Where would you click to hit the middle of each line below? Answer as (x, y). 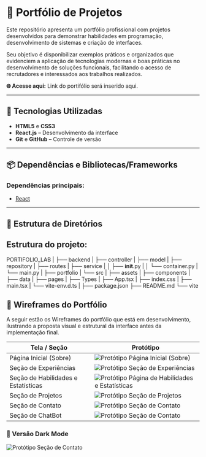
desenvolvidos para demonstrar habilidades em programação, (85, 36)
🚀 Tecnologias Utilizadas (54, 111)
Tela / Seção (49, 348)
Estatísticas (26, 386)
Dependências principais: (45, 185)
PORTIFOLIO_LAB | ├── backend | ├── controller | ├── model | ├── (94, 259)
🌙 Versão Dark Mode (37, 434)
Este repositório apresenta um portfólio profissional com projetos (88, 29)
